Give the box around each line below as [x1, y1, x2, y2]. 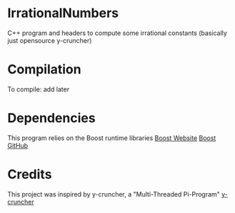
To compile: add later [7, 84, 70, 94]
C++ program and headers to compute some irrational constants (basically [7, 29, 227, 37]
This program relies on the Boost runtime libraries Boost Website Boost [7, 134, 216, 142]
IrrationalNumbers [7, 5, 119, 21]
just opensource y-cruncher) [7, 36, 92, 44]
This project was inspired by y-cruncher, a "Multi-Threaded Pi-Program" [7, 189, 220, 198]
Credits [7, 167, 52, 182]
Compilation [7, 61, 81, 78]
